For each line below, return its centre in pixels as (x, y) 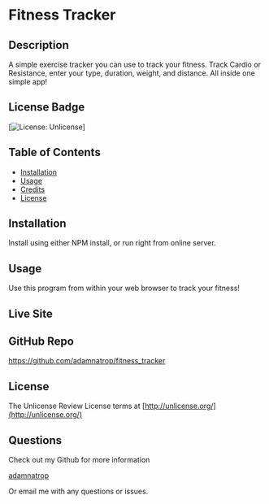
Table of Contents (55, 152)
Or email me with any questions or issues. (78, 491)
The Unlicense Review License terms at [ (77, 406)
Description (39, 45)
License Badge (47, 107)
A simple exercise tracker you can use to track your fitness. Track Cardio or (135, 64)
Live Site (30, 313)
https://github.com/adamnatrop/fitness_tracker (87, 361)
